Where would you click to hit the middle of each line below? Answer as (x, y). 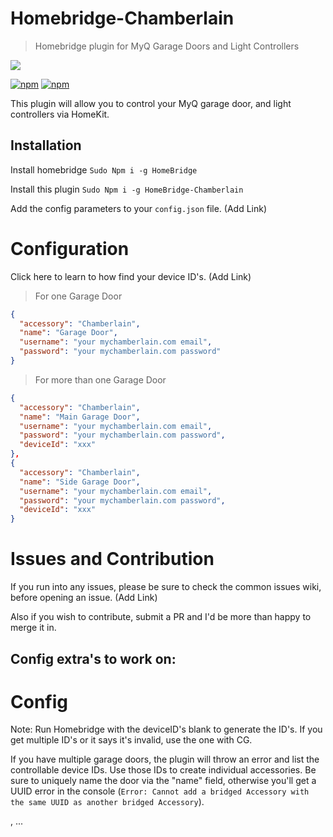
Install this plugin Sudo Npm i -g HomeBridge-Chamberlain (127, 189)
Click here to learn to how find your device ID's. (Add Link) (131, 276)
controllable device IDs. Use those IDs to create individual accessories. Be (163, 770)
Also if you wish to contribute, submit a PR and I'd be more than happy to (161, 617)
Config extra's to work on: (93, 658)
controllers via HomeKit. (60, 114)
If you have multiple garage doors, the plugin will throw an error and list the (165, 759)
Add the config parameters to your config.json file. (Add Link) (139, 208)
